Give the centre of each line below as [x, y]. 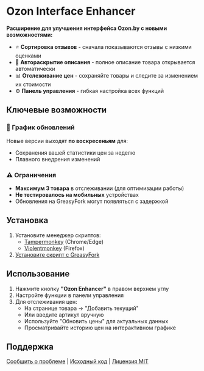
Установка [27, 220]
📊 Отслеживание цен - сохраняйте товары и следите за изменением [107, 75]
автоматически [35, 68]
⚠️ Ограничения [31, 175]
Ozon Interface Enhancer [71, 11]
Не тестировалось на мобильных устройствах [77, 194]
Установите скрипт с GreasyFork [57, 254]
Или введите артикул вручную [64, 314]
